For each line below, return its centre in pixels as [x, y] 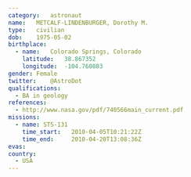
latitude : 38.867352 [59, 60]
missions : [24, 117]
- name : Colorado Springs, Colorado [79, 52]
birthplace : [27, 45]
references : [27, 103]
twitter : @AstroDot [45, 81]
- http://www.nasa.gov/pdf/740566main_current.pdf [99, 110]
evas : [17, 146]
